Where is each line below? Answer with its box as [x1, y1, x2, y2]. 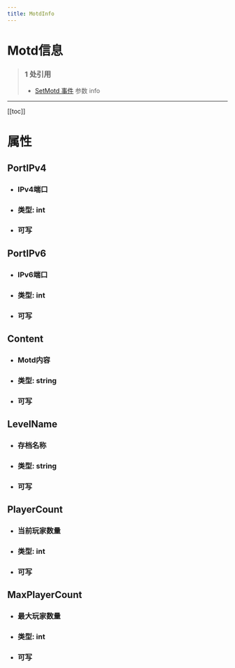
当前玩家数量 [17, 526, 61, 536]
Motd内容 [17, 355, 50, 365]
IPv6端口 [17, 270, 48, 279]
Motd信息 [7, 43, 63, 58]
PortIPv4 [7, 162, 47, 174]
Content [7, 333, 44, 345]
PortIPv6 [7, 247, 47, 259]
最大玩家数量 [17, 611, 61, 621]
